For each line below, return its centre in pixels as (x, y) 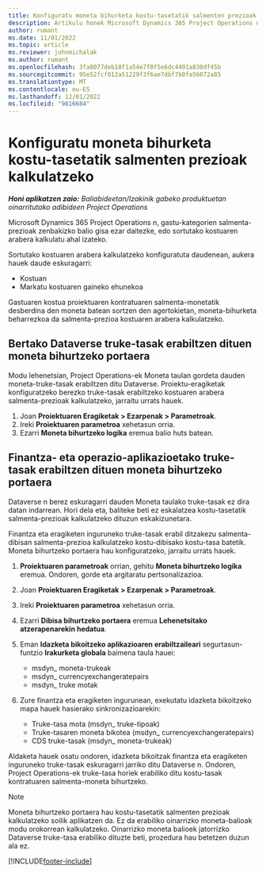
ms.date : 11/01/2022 (42, 38)
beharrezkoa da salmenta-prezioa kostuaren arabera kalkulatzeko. (116, 319)
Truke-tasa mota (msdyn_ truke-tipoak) (95, 724)
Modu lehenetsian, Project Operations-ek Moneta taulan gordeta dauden (127, 375)
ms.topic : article (38, 45)
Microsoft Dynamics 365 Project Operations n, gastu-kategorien (113, 223)
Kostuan (33, 279)
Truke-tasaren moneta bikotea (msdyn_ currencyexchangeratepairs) (143, 732)
